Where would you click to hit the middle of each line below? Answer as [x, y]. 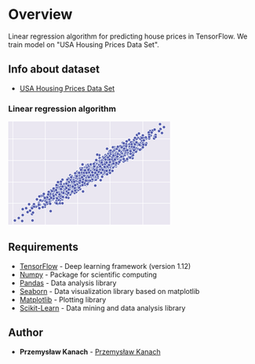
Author [25, 333]
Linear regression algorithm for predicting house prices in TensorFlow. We [128, 36]
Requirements [43, 247]
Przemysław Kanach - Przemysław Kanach [90, 351]
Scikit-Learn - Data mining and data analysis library [102, 307]
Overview [40, 15]
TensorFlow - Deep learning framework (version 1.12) [105, 266]
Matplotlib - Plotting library [63, 300]
